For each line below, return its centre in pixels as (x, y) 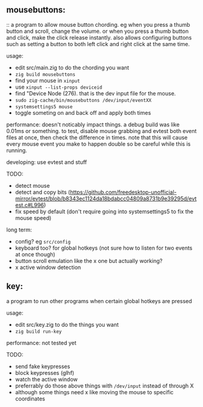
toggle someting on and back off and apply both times (83, 112)
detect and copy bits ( (43, 192)
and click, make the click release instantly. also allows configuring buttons (99, 37)
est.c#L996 (29, 205)
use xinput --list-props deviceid (59, 87)
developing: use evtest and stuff (46, 162)
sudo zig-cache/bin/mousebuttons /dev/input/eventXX (83, 100)
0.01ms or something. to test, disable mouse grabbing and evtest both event (101, 131)
